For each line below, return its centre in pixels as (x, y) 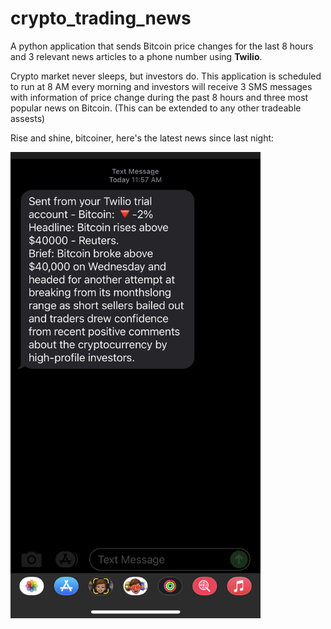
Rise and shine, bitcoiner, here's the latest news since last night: (142, 138)
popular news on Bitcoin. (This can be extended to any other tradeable (156, 108)
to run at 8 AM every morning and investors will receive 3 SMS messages (161, 86)
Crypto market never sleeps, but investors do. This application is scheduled (166, 76)
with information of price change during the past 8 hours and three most (159, 97)
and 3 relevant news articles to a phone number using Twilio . (136, 56)
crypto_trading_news (101, 18)
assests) (28, 118)
